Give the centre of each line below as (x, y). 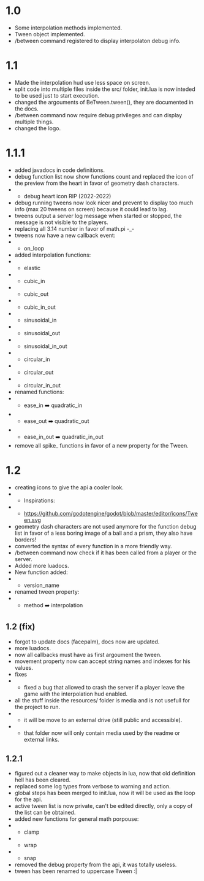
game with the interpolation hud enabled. (76, 694)
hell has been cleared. (43, 780)
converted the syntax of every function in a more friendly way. (93, 546)
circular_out (39, 372)
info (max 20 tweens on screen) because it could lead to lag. (91, 209)
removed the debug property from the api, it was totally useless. (96, 865)
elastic (32, 268)
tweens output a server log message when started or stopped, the (98, 215)
